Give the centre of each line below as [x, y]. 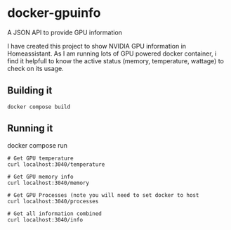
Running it [30, 128]
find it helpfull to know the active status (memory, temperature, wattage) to [116, 60]
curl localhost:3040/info [45, 219]
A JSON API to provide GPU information [65, 32]
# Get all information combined [54, 213]
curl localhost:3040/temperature [56, 164]
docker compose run [38, 145]
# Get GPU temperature [40, 158]
